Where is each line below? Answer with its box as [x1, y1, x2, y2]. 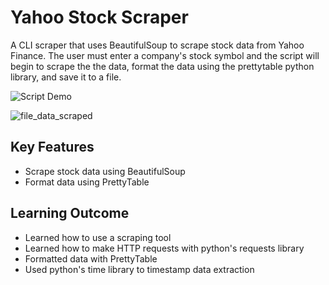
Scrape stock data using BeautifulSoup [24, 165, 186, 177]
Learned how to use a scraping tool [24, 231, 172, 243]
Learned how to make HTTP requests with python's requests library [24, 242, 305, 254]
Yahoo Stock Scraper [10, 6, 189, 29]
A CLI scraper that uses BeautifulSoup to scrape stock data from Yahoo [10, 39, 305, 51]
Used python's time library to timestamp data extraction [24, 263, 255, 275]
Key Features [10, 139, 95, 156]
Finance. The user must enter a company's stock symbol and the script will [10, 49, 320, 61]
